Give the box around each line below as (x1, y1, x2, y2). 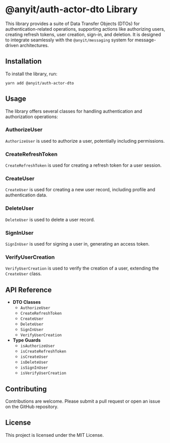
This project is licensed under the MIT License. (5, 432, 104, 438)
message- (134, 37, 156, 43)
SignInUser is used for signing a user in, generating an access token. (5, 241, 150, 247)
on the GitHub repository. (5, 403, 59, 410)
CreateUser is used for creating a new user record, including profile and (5, 187, 156, 193)
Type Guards (12, 337, 41, 343)
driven (5, 42, 19, 48)
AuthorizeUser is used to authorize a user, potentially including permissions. (5, 138, 165, 144)
